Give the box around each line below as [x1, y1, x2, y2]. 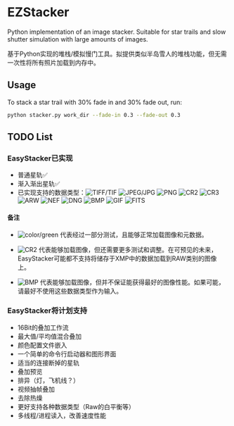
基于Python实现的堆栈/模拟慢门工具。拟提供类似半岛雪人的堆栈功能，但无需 [7, 49, 227, 58]
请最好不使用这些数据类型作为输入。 [17, 287, 123, 295]
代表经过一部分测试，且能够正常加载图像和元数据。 [59, 230, 208, 239]
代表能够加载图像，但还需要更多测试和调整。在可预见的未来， [38, 245, 218, 253]
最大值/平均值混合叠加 [17, 332, 82, 340]
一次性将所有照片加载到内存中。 [7, 58, 100, 67]
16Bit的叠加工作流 [17, 323, 69, 332]
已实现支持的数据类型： [17, 188, 86, 197]
